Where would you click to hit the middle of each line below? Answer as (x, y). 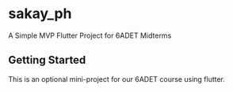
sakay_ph (40, 14)
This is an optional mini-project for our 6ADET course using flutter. (117, 79)
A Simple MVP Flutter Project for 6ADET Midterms (90, 35)
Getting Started (47, 60)
